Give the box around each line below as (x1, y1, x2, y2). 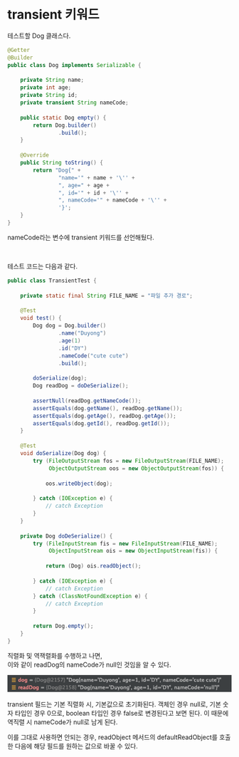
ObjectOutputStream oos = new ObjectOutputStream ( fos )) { (48, 464, 224, 472)
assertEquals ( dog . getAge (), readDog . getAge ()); (33, 412, 176, 419)
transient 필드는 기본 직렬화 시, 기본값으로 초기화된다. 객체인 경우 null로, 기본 (7, 699, 222, 709)
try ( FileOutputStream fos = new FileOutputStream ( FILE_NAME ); (33, 457, 224, 464)
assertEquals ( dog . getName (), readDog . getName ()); (33, 404, 183, 412)
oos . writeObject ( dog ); (45, 480, 113, 487)
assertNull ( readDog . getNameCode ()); (33, 397, 142, 404)
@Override (20, 152, 50, 159)
